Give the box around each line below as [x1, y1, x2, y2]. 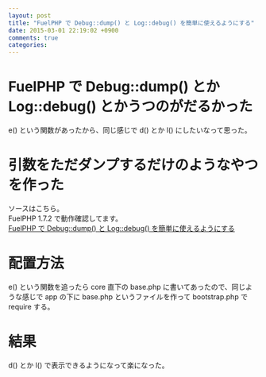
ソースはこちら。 [8, 204, 64, 213]
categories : [8, 41, 48, 49]
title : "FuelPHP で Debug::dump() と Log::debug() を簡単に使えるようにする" [8, 19, 255, 27]
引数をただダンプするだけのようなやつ [8, 156, 259, 175]
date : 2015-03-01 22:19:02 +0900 [8, 26, 119, 34]
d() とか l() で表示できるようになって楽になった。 [8, 360, 169, 370]
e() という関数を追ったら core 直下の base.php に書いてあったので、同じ [8, 282, 246, 291]
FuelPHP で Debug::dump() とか [8, 78, 221, 96]
